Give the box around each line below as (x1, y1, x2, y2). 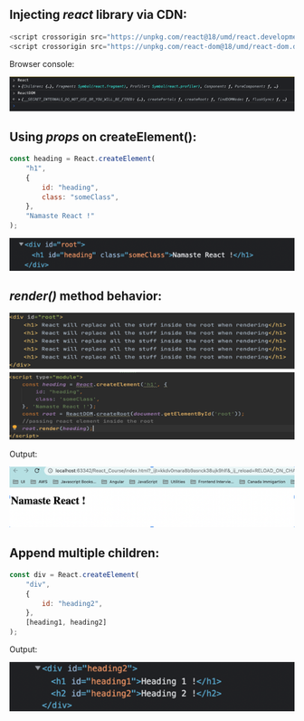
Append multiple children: (9, 545, 160, 561)
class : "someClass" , (42, 192, 119, 202)
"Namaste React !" (25, 212, 95, 221)
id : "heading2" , (42, 599, 103, 608)
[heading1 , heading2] (25, 618, 107, 628)
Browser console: (9, 58, 75, 69)
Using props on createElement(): (9, 129, 197, 144)
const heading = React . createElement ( (9, 154, 156, 164)
